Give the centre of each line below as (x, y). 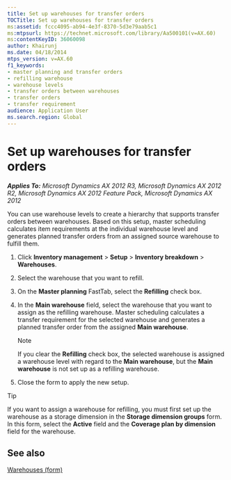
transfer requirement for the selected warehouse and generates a (111, 319)
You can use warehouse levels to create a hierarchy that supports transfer (113, 214)
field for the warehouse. (42, 431)
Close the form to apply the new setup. (73, 382)
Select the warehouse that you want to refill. (80, 278)
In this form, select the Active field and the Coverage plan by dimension (111, 424)
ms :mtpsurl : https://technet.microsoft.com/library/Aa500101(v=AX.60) (112, 33)
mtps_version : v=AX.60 (40, 59)
